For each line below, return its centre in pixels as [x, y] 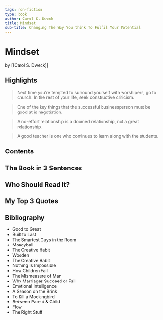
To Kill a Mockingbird [33, 297]
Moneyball [23, 245]
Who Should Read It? [37, 185]
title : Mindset [20, 23]
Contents [20, 151]
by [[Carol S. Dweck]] [27, 65]
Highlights [21, 81]
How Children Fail [30, 271]
